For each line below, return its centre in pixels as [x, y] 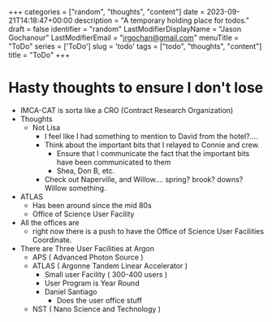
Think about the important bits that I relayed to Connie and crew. [152, 145]
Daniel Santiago [71, 291]
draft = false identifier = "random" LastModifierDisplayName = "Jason [125, 29]
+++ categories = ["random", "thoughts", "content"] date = [107, 12]
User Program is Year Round [92, 283]
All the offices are [50, 222]
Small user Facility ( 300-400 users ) [106, 274]
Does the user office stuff [99, 300]
